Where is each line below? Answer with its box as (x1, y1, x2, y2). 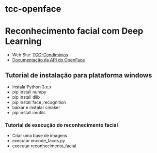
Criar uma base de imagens (12, 133, 67, 138)
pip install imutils (12, 109, 46, 115)
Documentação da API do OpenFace (12, 57, 85, 63)
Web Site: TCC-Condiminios (12, 52, 68, 58)
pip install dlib (12, 94, 40, 100)
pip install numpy (12, 89, 47, 95)
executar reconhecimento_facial (12, 143, 77, 149)
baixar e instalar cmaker (12, 104, 61, 110)
